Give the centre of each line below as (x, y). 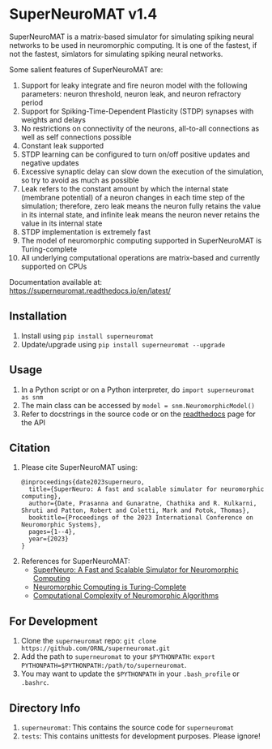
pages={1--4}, (52, 532)
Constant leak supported (62, 145)
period (32, 102)
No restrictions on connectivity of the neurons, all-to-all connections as (140, 128)
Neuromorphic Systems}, (61, 525)
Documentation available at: (56, 282)
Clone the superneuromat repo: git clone (89, 641)
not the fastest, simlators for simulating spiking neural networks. (116, 54)
